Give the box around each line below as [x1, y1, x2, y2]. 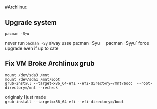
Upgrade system [5, 18, 57, 27]
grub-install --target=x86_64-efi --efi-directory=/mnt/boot [5, 81, 133, 86]
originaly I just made [5, 94, 46, 100]
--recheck [38, 85, 58, 90]
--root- [136, 81, 153, 86]
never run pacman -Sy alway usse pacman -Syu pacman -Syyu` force [5, 40, 149, 46]
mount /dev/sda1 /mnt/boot [5, 77, 60, 82]
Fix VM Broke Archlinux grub [5, 59, 95, 68]
